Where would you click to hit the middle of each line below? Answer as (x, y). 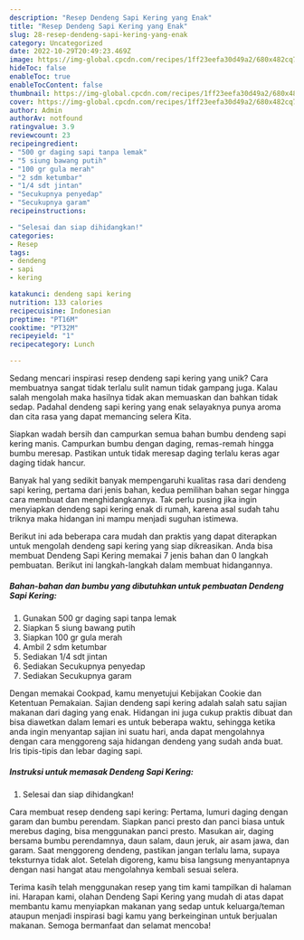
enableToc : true (40, 77)
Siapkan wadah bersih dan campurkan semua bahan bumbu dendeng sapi (148, 434)
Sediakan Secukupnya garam (77, 675)
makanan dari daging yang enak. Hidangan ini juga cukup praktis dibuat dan (151, 712)
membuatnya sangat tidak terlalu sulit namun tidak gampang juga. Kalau (143, 388)
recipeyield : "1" (42, 336)
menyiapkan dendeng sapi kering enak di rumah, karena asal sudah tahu (145, 509)
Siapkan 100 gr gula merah (72, 637)
